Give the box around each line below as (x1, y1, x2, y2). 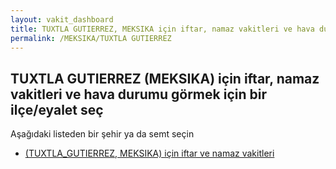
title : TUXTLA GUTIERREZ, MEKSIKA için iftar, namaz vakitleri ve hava (10, 24, 315, 34)
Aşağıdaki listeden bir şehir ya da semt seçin (10, 128, 195, 140)
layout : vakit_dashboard (10, 14, 114, 25)
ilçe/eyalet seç (10, 101, 104, 118)
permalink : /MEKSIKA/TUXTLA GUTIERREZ (10, 33, 172, 43)
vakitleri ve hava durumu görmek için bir (10, 86, 267, 103)
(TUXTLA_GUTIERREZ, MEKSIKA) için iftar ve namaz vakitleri (24, 147, 275, 160)
